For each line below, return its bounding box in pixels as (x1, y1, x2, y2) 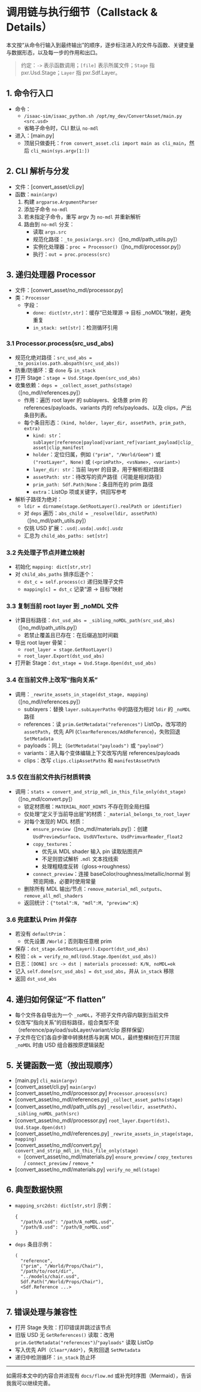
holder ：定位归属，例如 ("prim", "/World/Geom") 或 (32, 450, 161, 458)
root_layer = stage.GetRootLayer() (23, 647, 112, 653)
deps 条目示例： (14, 1241, 54, 1248)
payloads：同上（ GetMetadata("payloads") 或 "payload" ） (23, 742, 167, 749)
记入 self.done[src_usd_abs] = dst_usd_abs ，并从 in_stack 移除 (14, 968, 175, 975)
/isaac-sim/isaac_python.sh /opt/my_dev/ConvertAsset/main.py (23, 113, 182, 119)
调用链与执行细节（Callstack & (6, 5, 158, 19)
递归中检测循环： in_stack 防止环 (14, 1354, 96, 1361)
